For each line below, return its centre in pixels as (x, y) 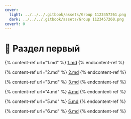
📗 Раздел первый (42, 49)
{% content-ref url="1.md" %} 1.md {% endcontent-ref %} (65, 63)
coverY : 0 (15, 24)
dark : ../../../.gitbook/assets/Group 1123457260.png (67, 19)
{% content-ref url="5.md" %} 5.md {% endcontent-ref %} (65, 101)
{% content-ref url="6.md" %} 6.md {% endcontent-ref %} (65, 111)
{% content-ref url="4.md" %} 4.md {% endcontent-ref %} (65, 92)
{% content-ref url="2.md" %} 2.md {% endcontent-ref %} (65, 72)
